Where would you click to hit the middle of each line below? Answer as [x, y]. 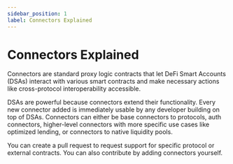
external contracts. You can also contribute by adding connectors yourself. [115, 153]
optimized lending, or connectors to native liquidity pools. [90, 132]
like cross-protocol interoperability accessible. [74, 89]
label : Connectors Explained [50, 20]
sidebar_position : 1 [37, 14]
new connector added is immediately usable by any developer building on [114, 110]
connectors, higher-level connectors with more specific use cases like [108, 125]
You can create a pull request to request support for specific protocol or [111, 146]
